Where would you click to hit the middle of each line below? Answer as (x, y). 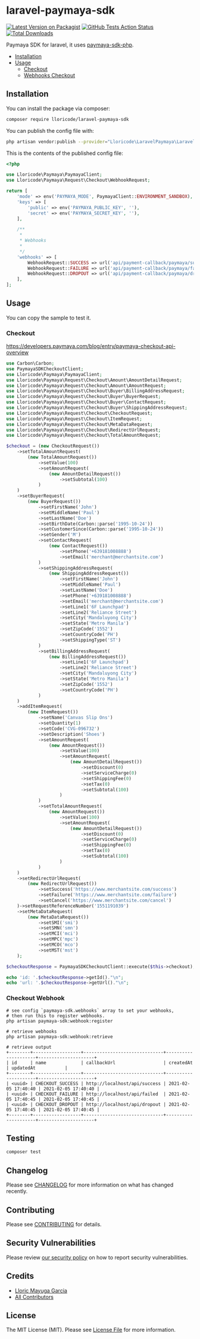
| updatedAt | (37, 1068)
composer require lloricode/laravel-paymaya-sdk (68, 119)
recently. (17, 1191)
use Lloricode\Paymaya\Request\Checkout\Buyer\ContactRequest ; (86, 402)
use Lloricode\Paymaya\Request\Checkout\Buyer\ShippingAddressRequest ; (97, 408)
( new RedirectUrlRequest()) (62, 884)
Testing (21, 1138)
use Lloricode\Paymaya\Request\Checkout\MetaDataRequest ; (79, 424)
